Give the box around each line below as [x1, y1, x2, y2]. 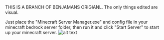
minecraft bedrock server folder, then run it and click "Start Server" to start [5, 24, 160, 30]
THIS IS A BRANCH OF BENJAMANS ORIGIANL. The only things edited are [5, 4, 158, 10]
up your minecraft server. [5, 30, 57, 35]
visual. [5, 9, 19, 15]
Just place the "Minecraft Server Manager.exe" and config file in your [5, 19, 148, 25]
